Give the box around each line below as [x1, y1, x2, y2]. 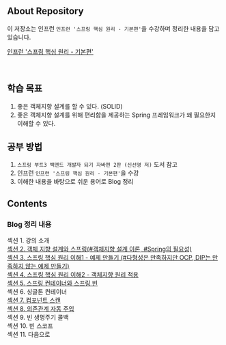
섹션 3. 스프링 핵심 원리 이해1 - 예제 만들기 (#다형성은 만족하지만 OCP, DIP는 [7, 253, 211, 262]
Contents [7, 197, 48, 209]
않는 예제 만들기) [25, 262, 70, 271]
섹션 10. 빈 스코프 [7, 322, 53, 330]
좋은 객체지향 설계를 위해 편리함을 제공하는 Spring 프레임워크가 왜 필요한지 [16, 111, 216, 119]
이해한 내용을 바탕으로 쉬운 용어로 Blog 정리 [16, 178, 134, 186]
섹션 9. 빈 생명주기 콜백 [7, 314, 70, 322]
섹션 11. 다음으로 [7, 331, 51, 339]
